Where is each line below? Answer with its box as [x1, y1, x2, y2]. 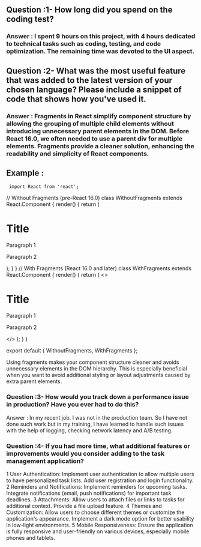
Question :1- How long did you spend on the [6, 5, 173, 15]
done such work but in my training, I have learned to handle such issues [6, 420, 184, 428]
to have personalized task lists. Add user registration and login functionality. [6, 477, 194, 484]
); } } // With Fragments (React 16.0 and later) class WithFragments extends [6, 265, 192, 272]
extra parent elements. [6, 378, 62, 385]
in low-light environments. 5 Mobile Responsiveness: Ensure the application [6, 521, 193, 528]
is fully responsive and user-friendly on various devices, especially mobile [6, 528, 190, 535]
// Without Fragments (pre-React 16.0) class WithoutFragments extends [6, 195, 183, 202]
